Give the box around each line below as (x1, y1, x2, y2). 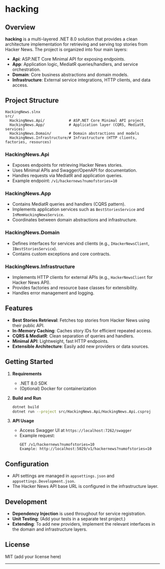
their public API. (12, 322, 45, 328)
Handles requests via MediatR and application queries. (12, 173, 123, 179)
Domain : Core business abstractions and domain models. (12, 72, 129, 77)
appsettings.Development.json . (12, 478, 76, 484)
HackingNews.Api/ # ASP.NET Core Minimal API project (9, 118, 144, 123)
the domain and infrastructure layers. (12, 526, 87, 532)
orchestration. (12, 66, 41, 72)
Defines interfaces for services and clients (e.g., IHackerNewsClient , (12, 240, 150, 246)
